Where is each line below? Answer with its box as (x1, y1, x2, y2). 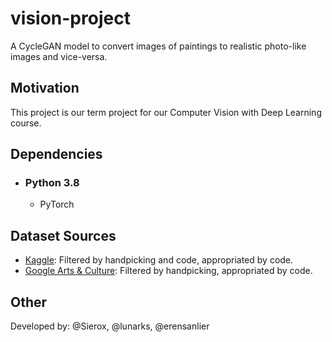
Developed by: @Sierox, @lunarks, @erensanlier (10, 320, 210, 332)
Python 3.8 (24, 176, 80, 190)
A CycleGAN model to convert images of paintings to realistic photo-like (10, 40, 307, 52)
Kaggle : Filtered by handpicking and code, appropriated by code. (24, 254, 294, 266)
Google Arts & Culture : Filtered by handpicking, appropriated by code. (24, 265, 313, 277)
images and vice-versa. (10, 50, 108, 62)
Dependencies (10, 146, 103, 163)
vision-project (10, 7, 131, 30)
